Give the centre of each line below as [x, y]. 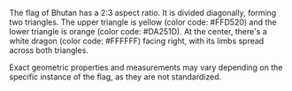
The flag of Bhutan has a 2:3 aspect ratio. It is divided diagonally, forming [143, 13]
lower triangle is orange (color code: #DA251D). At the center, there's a [138, 31]
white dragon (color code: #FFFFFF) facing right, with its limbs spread [137, 41]
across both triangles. [49, 50]
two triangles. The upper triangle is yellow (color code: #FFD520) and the [143, 22]
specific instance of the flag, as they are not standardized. [115, 77]
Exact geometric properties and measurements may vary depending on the [146, 67]
